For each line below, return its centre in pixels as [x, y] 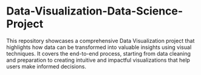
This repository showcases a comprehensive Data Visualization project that [101, 41]
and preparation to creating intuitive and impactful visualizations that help [98, 60]
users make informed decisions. [46, 66]
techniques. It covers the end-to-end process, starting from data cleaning [99, 53]
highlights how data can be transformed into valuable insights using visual [99, 47]
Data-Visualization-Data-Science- [95, 11]
